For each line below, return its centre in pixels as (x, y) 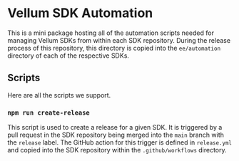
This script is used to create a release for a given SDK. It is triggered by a (115, 128)
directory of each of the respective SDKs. (68, 56)
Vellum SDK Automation (80, 13)
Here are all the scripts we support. (59, 95)
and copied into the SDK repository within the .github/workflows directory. (117, 150)
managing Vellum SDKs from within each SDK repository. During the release (119, 40)
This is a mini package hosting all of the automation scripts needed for (111, 33)
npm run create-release (49, 113)
